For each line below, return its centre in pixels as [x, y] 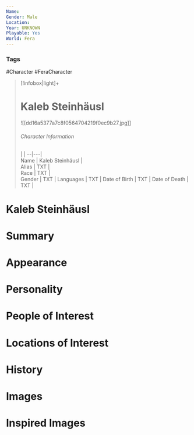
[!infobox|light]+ [40, 83]
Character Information [47, 136]
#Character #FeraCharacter [39, 72]
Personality [34, 289]
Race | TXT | [35, 173]
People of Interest [50, 316]
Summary [30, 236]
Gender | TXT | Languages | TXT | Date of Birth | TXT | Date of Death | [104, 179]
